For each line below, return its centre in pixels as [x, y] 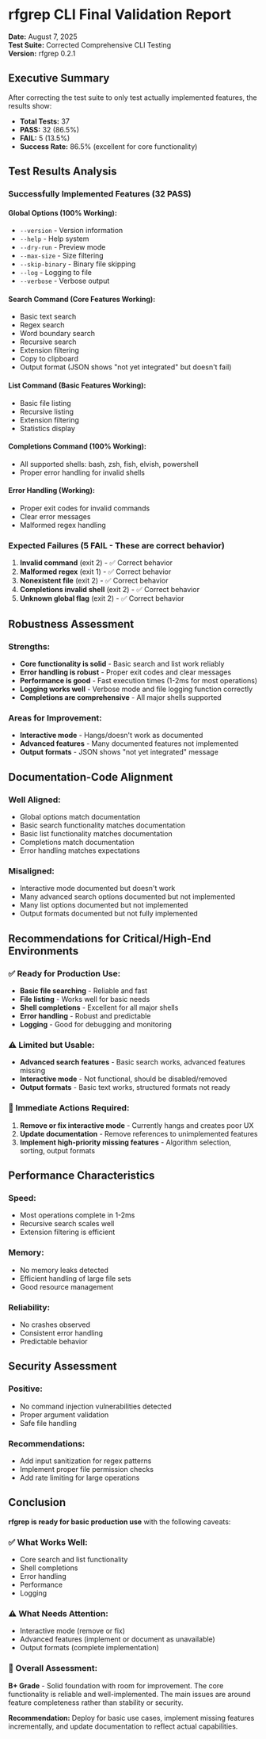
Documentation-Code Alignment [91, 777]
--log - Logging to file [56, 273]
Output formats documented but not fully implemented [108, 914]
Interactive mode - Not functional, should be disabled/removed [123, 1079]
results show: [30, 105]
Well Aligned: [34, 800]
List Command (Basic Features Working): [77, 385]
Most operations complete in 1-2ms [77, 1215]
